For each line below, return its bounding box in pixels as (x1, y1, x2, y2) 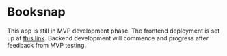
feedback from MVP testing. (7, 41, 87, 49)
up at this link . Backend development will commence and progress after (7, 33, 209, 42)
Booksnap (7, 4, 66, 20)
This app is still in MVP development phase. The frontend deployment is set (7, 27, 220, 35)
